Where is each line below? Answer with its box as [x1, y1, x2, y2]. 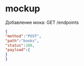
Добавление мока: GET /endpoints [5, 19, 79, 25]
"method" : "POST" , [5, 33, 42, 39]
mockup [5, 3, 40, 14]
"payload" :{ [5, 48, 30, 53]
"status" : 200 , [5, 43, 35, 48]
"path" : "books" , [5, 38, 39, 43]
